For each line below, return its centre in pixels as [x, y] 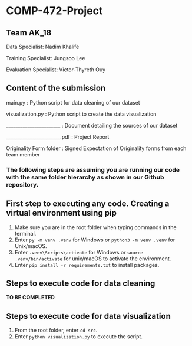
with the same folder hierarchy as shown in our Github [85, 177]
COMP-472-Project [54, 11]
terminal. [25, 233]
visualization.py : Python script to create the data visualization [81, 114]
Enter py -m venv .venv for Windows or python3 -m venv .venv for [95, 240]
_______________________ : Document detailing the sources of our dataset [92, 125]
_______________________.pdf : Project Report [58, 136]
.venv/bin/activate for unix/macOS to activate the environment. [93, 259]
